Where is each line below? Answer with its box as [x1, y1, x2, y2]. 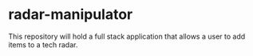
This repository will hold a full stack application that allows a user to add [8, 32, 246, 41]
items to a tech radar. [8, 39, 78, 49]
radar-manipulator [8, 6, 133, 24]
